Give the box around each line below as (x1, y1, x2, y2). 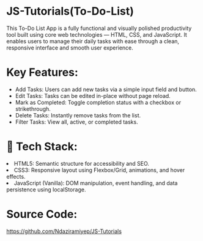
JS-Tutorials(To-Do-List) (6, 4, 135, 18)
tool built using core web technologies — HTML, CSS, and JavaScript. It (6, 31, 188, 38)
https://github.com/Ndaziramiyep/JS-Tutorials (6, 228, 122, 235)
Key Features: (6, 65, 78, 80)
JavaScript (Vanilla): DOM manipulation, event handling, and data (14, 179, 178, 187)
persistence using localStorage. (6, 185, 86, 193)
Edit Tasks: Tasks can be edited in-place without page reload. (15, 92, 171, 99)
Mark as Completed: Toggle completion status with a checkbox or (15, 98, 182, 106)
